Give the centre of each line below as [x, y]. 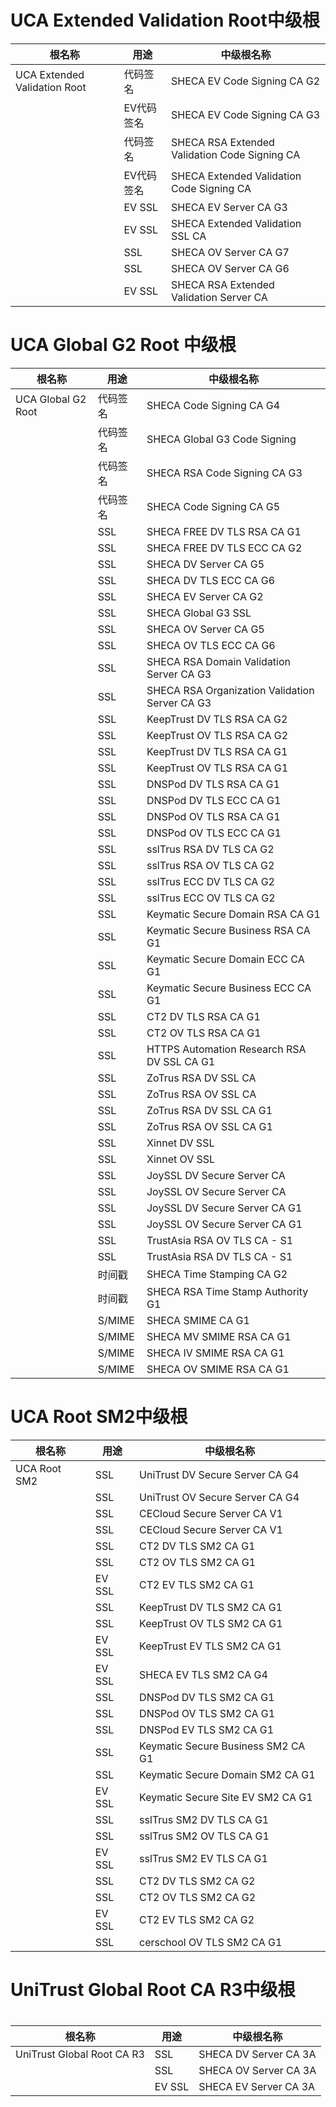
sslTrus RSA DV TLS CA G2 [210, 849]
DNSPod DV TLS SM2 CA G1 [207, 1697]
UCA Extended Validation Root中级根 [165, 20]
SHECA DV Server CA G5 [205, 564]
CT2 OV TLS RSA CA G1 [204, 1033]
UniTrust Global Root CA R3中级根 [153, 1990]
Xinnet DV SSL [180, 1143]
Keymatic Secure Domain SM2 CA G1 [227, 1774]
